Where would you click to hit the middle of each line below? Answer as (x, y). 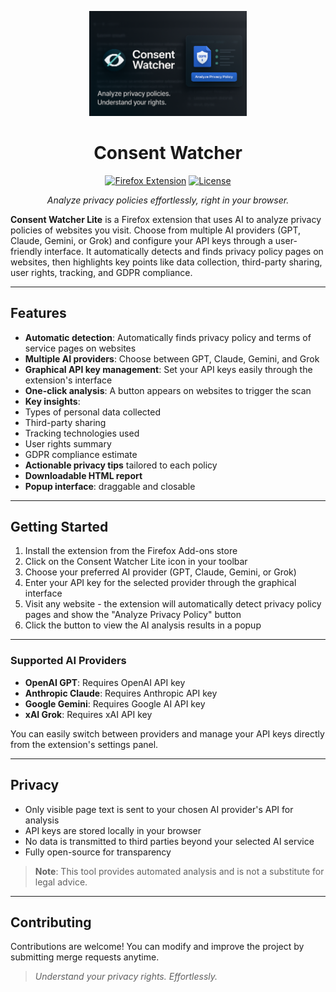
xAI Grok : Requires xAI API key (88, 714)
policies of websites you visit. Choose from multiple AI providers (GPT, (156, 230)
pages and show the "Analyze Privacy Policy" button (133, 615)
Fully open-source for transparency (98, 852)
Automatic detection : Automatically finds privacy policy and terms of (168, 337)
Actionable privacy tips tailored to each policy (121, 465)
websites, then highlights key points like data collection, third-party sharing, (166, 262)
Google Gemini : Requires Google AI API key (115, 703)
